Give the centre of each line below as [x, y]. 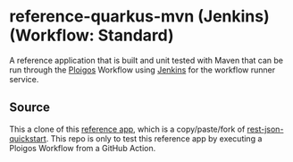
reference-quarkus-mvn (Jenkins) [139, 17]
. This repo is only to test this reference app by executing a [154, 138]
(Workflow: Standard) [92, 35]
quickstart [28, 138]
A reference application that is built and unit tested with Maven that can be [146, 60]
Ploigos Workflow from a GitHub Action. [83, 148]
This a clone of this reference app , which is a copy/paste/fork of [127, 129]
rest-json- [265, 129]
